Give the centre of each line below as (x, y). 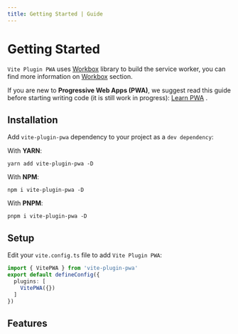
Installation (33, 120)
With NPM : (23, 177)
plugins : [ (30, 281)
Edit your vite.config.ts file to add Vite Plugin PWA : (85, 255)
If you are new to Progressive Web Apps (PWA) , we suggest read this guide (119, 90)
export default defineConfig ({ (54, 275)
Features (27, 323)
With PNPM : (25, 203)
